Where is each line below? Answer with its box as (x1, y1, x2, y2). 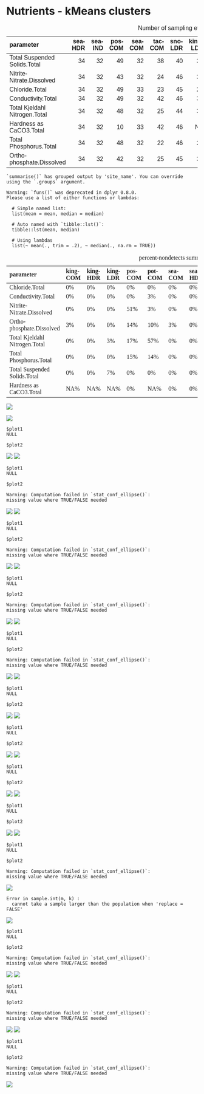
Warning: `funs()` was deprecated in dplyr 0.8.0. (6, 190, 137, 196)
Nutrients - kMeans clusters (6, 4, 151, 18)
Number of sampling (137, 24, 192, 32)
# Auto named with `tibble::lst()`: (12, 221, 104, 227)
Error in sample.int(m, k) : (6, 895, 80, 901)
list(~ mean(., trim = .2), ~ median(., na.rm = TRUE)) (12, 242, 156, 248)
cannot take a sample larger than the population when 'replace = (12, 901, 183, 907)
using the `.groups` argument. (6, 179, 86, 185)
